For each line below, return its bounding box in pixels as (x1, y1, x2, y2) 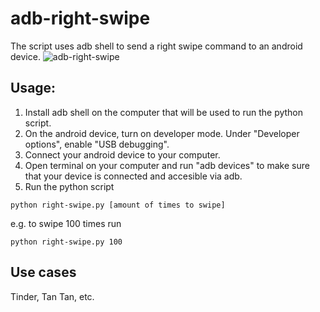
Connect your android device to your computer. (24, 148, 221, 161)
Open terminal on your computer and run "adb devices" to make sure (24, 159, 310, 171)
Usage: (10, 80, 57, 97)
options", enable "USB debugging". (24, 138, 170, 150)
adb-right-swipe (10, 7, 151, 30)
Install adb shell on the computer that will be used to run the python (24, 106, 304, 118)
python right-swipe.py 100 (10, 237, 123, 247)
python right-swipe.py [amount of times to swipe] (10, 200, 226, 210)
